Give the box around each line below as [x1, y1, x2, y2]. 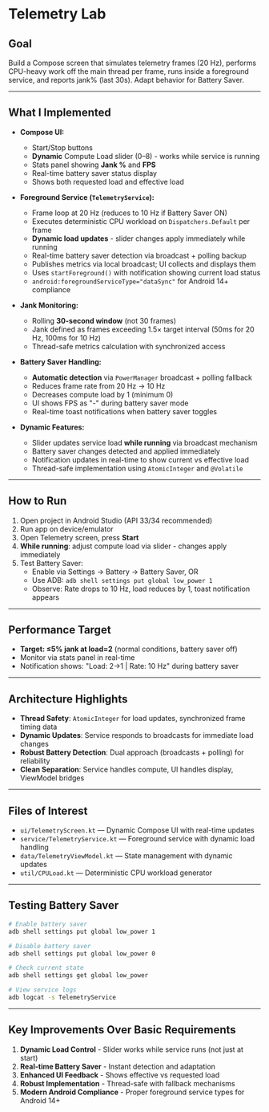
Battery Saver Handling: [19, 356, 102, 366]
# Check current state [8, 964, 84, 972]
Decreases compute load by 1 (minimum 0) [31, 389, 174, 399]
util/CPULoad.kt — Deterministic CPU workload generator [19, 868, 213, 878]
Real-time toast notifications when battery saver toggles [31, 406, 218, 416]
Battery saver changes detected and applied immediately [31, 446, 220, 456]
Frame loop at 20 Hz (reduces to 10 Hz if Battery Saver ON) [31, 208, 228, 218]
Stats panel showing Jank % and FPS [31, 160, 156, 169]
